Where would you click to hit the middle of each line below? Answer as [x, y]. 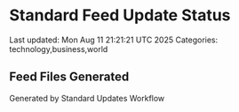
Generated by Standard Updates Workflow [87, 98]
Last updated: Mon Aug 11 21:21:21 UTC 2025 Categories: [114, 40]
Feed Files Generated [69, 77]
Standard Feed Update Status [120, 15]
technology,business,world [59, 49]
